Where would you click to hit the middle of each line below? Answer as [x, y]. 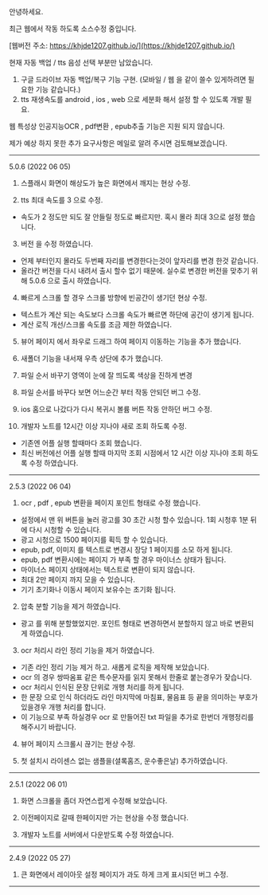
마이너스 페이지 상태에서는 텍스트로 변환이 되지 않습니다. [108, 569]
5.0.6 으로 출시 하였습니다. [70, 281]
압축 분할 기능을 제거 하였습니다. [70, 606]
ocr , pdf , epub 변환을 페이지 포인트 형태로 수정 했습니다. [111, 503]
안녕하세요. [26, 12]
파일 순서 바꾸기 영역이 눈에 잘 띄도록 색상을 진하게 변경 [107, 375]
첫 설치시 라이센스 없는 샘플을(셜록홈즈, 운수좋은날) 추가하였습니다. [124, 761]
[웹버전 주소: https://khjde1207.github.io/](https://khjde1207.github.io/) [122, 45]
